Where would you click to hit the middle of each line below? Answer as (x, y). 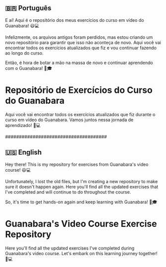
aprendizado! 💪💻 (23, 125)
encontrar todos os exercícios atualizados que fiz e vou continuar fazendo (81, 48)
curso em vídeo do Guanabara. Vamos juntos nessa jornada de (69, 120)
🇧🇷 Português (28, 8)
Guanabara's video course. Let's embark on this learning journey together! (81, 253)
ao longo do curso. (24, 53)
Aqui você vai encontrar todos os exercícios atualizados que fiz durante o (80, 114)
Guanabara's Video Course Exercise (81, 224)
